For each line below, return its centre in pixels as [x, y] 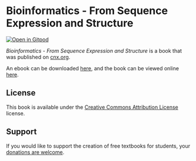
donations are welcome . [35, 152]
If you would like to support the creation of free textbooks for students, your [98, 146]
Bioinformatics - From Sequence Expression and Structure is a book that [94, 50]
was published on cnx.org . [38, 57]
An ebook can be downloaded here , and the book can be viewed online [93, 68]
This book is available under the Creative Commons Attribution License [92, 107]
